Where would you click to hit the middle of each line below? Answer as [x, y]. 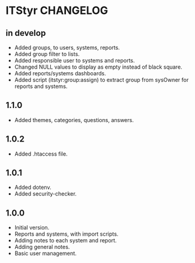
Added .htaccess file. [41, 154]
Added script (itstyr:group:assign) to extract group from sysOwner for [101, 80]
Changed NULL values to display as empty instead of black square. [98, 67]
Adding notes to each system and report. [65, 241]
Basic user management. [45, 253]
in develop [26, 33]
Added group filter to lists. [47, 54]
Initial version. [32, 228]
